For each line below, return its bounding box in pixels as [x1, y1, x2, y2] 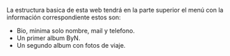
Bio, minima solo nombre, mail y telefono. [16, 27, 135, 35]
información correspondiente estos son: [6, 13, 121, 21]
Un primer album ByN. [16, 34, 81, 42]
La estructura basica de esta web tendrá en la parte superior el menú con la [6, 6, 224, 14]
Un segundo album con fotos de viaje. [16, 41, 126, 49]
